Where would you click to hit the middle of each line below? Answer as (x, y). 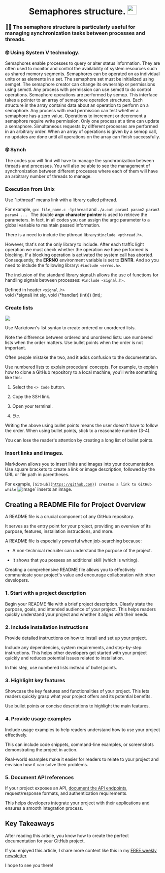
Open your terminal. (33, 406)
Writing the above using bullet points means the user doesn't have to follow (82, 426)
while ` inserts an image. (39, 489)
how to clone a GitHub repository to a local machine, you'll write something (81, 372)
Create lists (19, 307)
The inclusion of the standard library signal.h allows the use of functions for (82, 275)
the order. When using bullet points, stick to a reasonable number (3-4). (78, 431)
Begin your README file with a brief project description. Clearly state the (79, 604)
